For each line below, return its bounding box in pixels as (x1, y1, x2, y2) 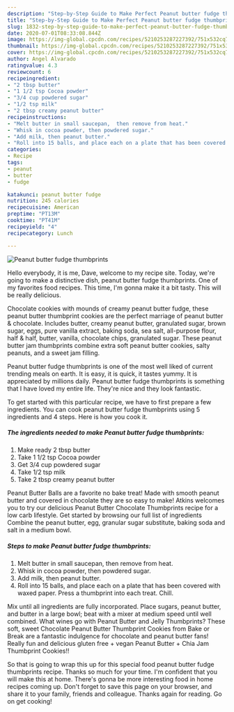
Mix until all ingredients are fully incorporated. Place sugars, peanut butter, (7, 603, 221, 611)
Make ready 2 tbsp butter (17, 446, 91, 454)
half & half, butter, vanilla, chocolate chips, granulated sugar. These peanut (7, 333, 222, 342)
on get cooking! (7, 697, 52, 706)
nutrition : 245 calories (7, 198, 79, 205)
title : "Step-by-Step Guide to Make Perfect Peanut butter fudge (7, 17, 201, 24)
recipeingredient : (7, 74, 61, 82)
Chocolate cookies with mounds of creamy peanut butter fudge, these (7, 304, 209, 313)
